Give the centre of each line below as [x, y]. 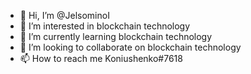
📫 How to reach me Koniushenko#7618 [101, 58]
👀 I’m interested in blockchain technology [105, 26]
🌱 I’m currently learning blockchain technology [116, 36]
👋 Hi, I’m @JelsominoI [64, 15]
